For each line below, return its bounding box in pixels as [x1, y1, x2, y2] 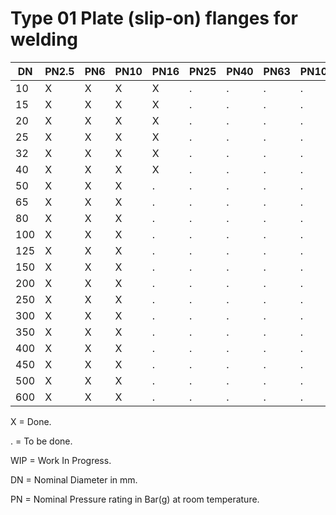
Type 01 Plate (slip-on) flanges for [10, 7, 298, 30]
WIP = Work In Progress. [10, 454, 112, 466]
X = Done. [10, 415, 52, 427]
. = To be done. [10, 435, 73, 447]
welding [10, 28, 79, 51]
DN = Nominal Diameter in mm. [10, 473, 138, 486]
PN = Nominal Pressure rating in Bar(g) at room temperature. [10, 493, 260, 505]
